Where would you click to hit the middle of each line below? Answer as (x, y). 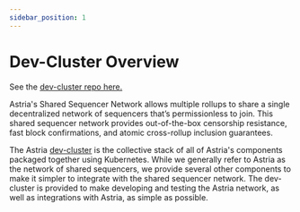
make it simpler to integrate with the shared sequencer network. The (136, 178)
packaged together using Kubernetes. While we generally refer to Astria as (147, 159)
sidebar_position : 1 (48, 17)
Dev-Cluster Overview (94, 61)
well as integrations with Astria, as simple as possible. (109, 197)
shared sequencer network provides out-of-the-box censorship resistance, (148, 123)
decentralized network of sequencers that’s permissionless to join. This (141, 114)
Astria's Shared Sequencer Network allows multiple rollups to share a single (150, 104)
